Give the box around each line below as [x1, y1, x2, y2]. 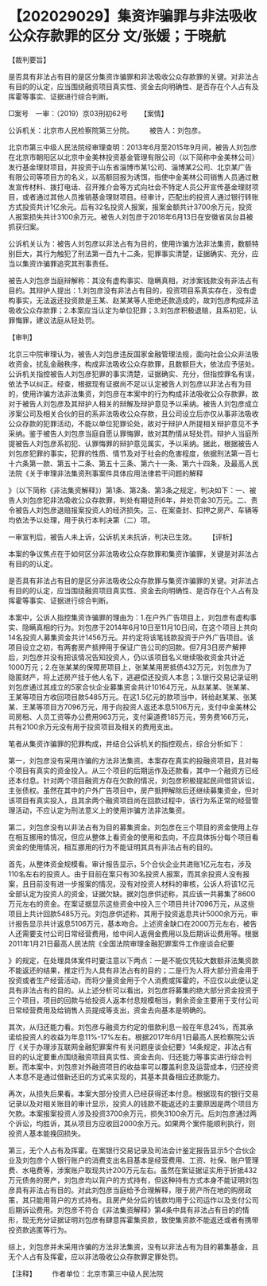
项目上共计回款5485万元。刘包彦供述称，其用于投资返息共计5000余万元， [8, 908, 252, 919]
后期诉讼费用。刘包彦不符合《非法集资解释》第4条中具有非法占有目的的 [8, 1205, 243, 1214]
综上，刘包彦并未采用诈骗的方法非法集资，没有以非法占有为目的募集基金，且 [8, 1241, 259, 1251]
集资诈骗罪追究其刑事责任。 [21, 258, 113, 268]
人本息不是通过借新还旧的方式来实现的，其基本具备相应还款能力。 [8, 1071, 224, 1082]
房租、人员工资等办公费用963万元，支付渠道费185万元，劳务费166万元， [14, 712, 253, 721]
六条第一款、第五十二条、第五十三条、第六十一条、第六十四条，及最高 [14, 458, 245, 468]
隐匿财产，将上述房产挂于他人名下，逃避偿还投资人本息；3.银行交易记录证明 [8, 672, 258, 682]
